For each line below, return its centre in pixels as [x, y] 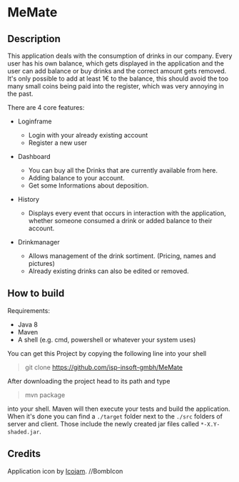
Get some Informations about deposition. [88, 185]
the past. [20, 94]
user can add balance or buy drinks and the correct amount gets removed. [117, 71]
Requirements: [29, 310]
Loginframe [35, 121]
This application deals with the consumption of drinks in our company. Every [120, 56]
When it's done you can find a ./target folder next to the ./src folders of [115, 416]
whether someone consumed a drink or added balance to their [120, 221]
